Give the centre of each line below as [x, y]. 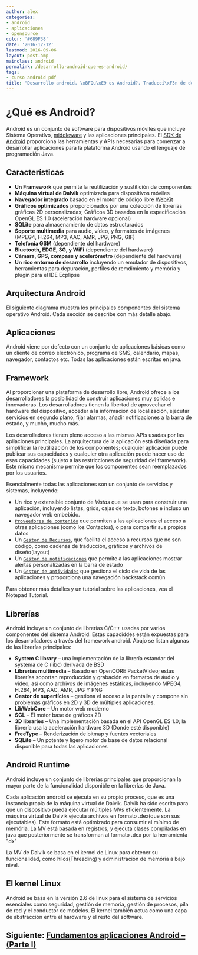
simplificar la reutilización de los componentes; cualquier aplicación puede [97, 448]
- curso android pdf [32, 78]
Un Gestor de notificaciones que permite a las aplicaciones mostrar [98, 559]
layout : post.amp [27, 56]
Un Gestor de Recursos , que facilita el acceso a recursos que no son [98, 540]
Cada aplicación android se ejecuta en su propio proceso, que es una [90, 797]
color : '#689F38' [27, 39]
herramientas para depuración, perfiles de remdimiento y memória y [98, 268]
